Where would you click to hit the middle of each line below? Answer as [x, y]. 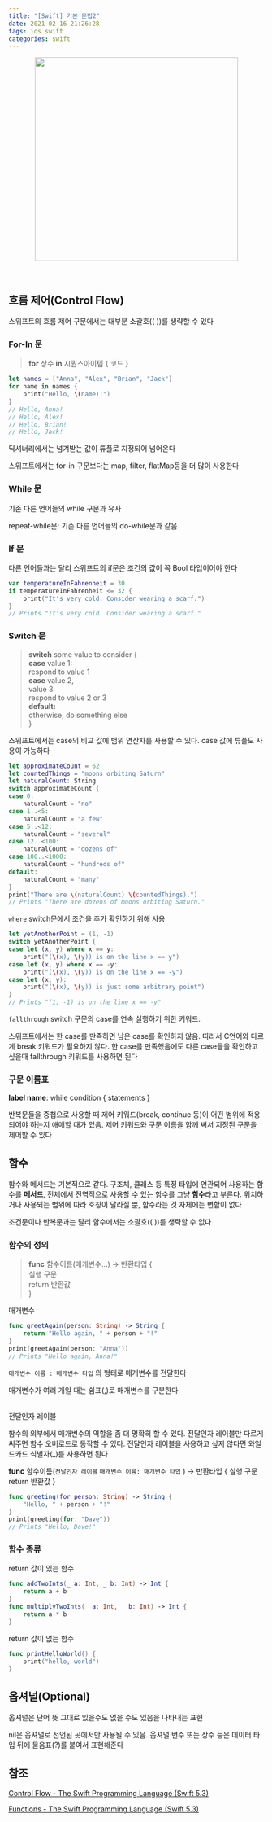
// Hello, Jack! [36, 432]
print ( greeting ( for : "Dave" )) [60, 1519]
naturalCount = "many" [61, 879]
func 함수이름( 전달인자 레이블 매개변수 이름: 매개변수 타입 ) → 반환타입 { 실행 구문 [133, 1471]
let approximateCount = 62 [54, 766]
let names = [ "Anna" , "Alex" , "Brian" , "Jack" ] [91, 379]
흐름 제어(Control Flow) [66, 300]
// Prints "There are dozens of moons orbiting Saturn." [107, 902]
